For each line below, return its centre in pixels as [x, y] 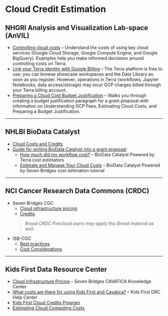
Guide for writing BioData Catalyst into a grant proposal [69, 149]
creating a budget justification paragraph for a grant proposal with [80, 101]
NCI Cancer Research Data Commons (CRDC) [77, 191]
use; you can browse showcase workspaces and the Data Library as [83, 74]
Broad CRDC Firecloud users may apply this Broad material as [89, 223]
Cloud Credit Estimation [56, 9]
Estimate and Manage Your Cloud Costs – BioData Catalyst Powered [90, 165]
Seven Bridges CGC [33, 203]
